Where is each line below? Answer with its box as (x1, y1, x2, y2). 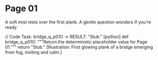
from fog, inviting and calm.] (5, 49, 62, 55)
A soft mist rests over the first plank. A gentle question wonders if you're (5, 19, 152, 25)
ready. (5, 24, 18, 30)
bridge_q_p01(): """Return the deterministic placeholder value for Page (5, 39, 148, 44)
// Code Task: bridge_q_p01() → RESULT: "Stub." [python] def (5, 34, 129, 40)
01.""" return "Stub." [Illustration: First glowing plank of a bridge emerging (5, 44, 153, 50)
